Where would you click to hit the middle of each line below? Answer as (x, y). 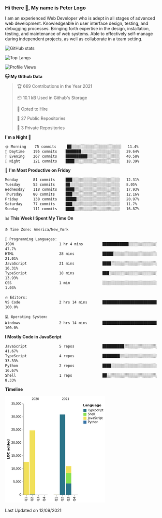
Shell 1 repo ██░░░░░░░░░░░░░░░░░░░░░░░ (81, 376)
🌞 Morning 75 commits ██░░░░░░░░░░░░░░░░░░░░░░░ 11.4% (72, 147)
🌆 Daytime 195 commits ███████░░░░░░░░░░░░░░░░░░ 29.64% (72, 152)
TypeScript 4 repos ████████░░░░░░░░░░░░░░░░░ (81, 356)
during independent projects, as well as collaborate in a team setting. (74, 39)
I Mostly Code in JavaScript (33, 337)
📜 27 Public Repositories (41, 118)
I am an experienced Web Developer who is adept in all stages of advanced (80, 18)
